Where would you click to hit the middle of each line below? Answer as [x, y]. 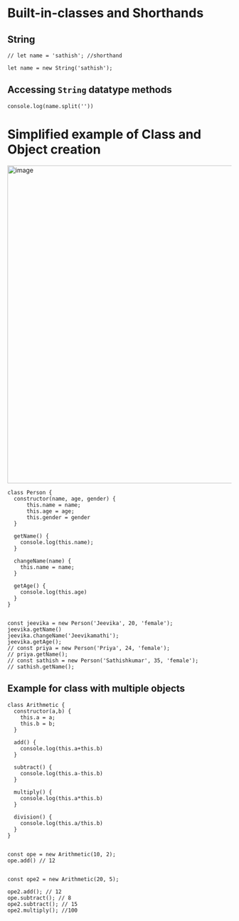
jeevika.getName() [34, 629]
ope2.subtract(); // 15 [43, 904]
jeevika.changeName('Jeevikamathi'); [63, 635]
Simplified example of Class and [104, 134]
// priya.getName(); [38, 654]
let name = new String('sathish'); [60, 68]
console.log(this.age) [54, 592]
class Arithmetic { [36, 705]
